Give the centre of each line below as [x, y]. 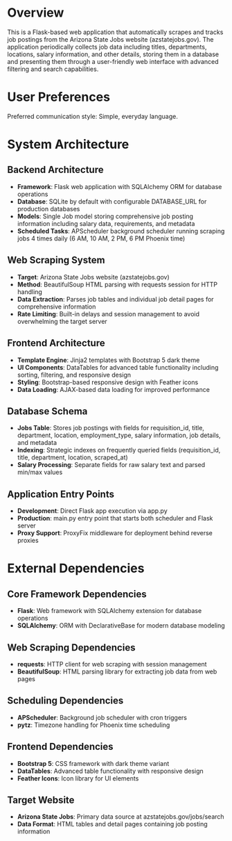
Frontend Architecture [56, 343]
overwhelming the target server [62, 321]
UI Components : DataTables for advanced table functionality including [118, 367]
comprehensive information [56, 307]
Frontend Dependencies [60, 747]
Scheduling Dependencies [65, 701]
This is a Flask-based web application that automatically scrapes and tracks [115, 32]
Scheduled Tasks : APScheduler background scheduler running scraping [121, 231]
